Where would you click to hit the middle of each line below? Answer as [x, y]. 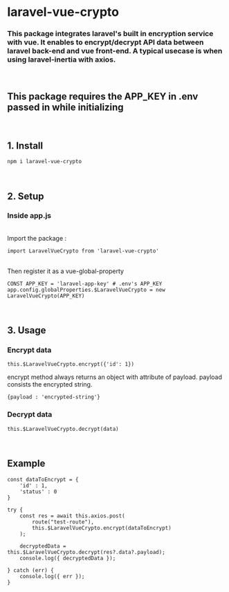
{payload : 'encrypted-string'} [54, 397]
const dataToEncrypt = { [43, 479]
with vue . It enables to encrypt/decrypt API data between [106, 42]
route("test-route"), [63, 522]
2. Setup [26, 196]
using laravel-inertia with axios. [62, 59]
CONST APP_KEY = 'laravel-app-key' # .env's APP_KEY [85, 284]
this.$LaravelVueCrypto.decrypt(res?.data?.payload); [86, 552]
